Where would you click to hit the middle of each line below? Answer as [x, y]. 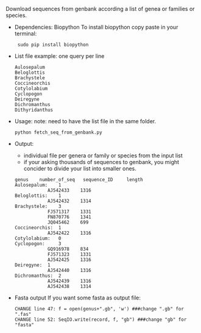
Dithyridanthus [34, 110]
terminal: [26, 34]
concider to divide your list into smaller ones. [80, 168]
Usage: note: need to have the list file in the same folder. [85, 121]
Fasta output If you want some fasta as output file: [78, 298]
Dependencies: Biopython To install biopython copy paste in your [96, 27]
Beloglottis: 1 [38, 196]
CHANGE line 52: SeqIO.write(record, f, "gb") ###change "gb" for [100, 320]
